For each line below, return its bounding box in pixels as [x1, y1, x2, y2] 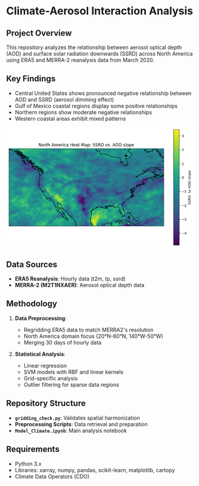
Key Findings [6, 73, 56, 84]
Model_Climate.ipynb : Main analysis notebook [14, 427, 127, 434]
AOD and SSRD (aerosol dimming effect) [14, 96, 114, 103]
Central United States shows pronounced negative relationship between [14, 90, 192, 97]
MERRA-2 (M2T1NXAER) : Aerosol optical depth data [14, 282, 145, 289]
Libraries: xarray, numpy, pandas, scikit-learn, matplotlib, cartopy [14, 466, 175, 473]
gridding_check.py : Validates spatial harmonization [14, 414, 140, 422]
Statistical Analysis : [14, 350, 66, 358]
